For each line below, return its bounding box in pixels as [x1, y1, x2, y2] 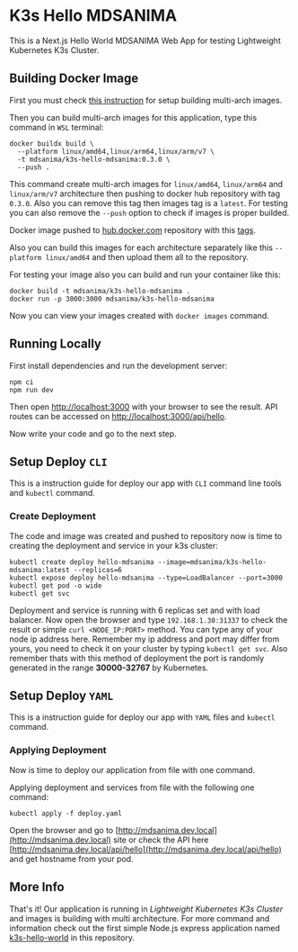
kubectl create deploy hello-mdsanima [9, 557, 154, 567]
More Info [9, 879, 65, 895]
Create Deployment [9, 510, 96, 523]
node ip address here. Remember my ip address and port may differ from [9, 633, 280, 644]
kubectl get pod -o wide [9, 581, 102, 590]
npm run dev [9, 385, 54, 394]
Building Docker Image [9, 71, 139, 86]
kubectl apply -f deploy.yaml [9, 809, 123, 818]
